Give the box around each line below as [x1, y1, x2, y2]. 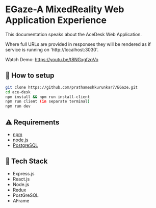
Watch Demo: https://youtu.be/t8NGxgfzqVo [5, 56, 98, 62]
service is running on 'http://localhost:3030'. [5, 46, 99, 53]
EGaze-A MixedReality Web [5, 4, 124, 15]
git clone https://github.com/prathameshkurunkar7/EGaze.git [5, 85, 138, 90]
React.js [12, 176, 30, 182]
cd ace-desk [5, 89, 31, 95]
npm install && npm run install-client [5, 94, 90, 99]
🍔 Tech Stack [5, 157, 48, 166]
